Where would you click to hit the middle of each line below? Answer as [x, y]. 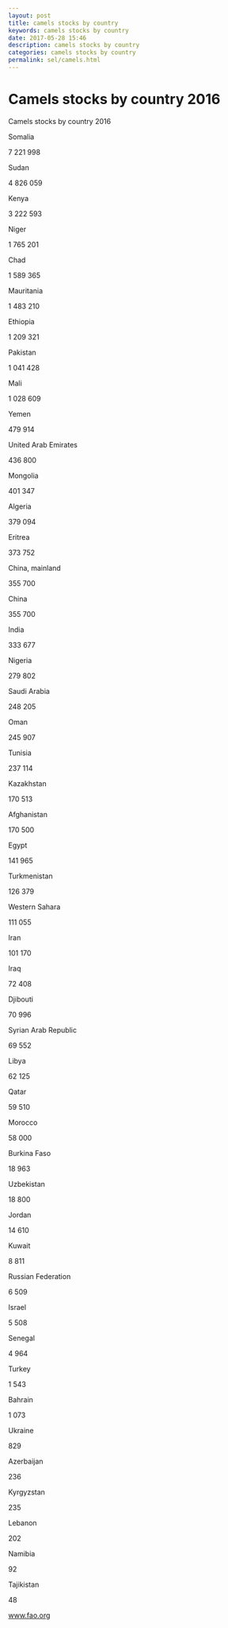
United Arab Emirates [43, 444]
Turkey [19, 1369]
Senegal [22, 1338]
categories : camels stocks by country [72, 52]
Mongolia [23, 475]
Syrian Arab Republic [43, 1029]
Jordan [20, 1215]
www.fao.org [29, 1615]
